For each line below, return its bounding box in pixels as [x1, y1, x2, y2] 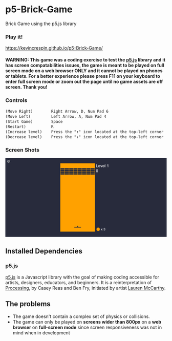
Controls [5, 96, 28, 103]
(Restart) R [5, 124, 54, 130]
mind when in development [12, 329, 70, 336]
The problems [5, 300, 51, 308]
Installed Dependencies [5, 247, 83, 255]
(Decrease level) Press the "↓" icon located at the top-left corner [5, 135, 164, 140]
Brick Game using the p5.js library [5, 20, 77, 27]
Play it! [5, 33, 23, 40]
